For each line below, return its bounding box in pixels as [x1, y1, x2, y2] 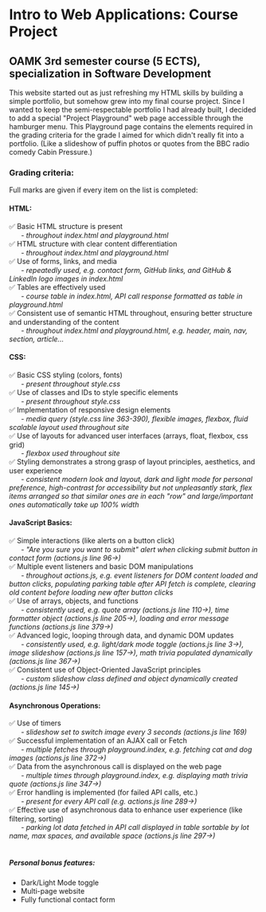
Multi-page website [20, 886, 85, 896]
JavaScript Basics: [9, 518, 72, 527]
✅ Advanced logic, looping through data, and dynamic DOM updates [9, 630, 234, 640]
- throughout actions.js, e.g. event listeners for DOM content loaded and [20, 570, 258, 580]
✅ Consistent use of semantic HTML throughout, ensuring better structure [9, 308, 253, 318]
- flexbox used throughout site [20, 448, 120, 458]
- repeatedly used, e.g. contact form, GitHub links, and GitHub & [20, 265, 233, 274]
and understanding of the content [9, 317, 119, 326]
